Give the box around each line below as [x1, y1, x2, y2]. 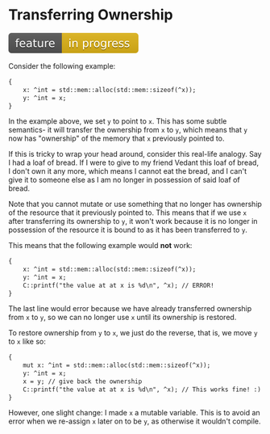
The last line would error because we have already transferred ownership [8, 303, 252, 313]
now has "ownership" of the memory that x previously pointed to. [8, 133, 225, 143]
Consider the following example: [8, 61, 116, 70]
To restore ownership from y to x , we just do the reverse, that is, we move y [8, 327, 258, 337]
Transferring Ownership [8, 6, 173, 24]
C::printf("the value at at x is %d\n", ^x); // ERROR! [23, 281, 215, 289]
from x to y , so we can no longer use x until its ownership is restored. [8, 312, 237, 322]
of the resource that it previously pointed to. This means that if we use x [8, 208, 247, 217]
